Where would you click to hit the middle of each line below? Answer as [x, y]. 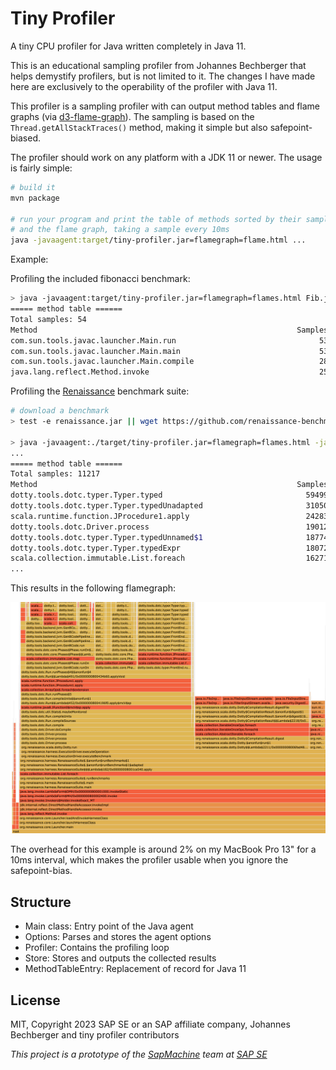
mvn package [35, 198]
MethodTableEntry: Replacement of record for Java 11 [135, 969]
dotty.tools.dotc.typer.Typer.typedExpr [96, 548]
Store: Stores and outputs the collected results [120, 958]
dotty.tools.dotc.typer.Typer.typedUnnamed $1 [106, 537]
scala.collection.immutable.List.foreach [98, 558]
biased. [25, 138]
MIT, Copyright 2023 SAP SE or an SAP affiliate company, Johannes [150, 1024]
